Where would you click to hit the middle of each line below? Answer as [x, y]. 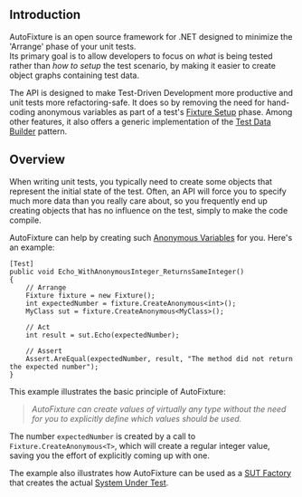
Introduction [45, 15]
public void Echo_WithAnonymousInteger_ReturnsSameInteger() [127, 272]
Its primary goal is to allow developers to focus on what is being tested [141, 56]
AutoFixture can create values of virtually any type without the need [159, 409]
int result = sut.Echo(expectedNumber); [103, 335]
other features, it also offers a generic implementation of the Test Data [140, 121]
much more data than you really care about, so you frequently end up [139, 201]
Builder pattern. [38, 131]
